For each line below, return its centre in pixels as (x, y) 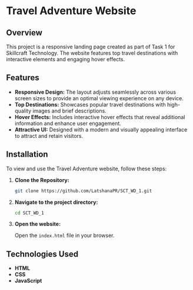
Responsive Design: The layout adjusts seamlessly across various (95, 92)
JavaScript (28, 281)
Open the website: (37, 224)
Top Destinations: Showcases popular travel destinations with (90, 104)
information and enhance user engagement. (68, 123)
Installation (27, 154)
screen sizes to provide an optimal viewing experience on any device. (99, 98)
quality (23, 111)
